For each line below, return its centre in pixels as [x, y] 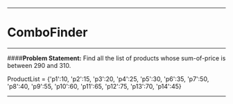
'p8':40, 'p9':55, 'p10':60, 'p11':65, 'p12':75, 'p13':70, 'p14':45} [94, 86]
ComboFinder [48, 33]
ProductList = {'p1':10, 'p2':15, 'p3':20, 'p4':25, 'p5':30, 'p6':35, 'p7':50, [108, 79]
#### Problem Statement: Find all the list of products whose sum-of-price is [116, 58]
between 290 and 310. [39, 65]
